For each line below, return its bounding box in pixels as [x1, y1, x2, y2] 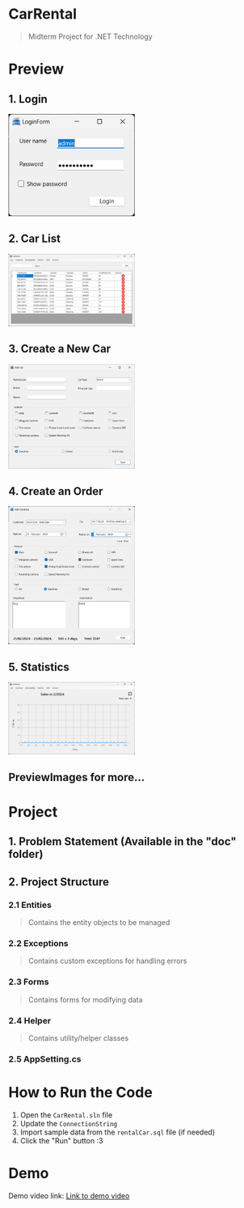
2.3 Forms [8, 976, 49, 987]
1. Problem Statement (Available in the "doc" [8, 834, 237, 849]
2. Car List [8, 232, 61, 246]
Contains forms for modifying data [27, 995, 143, 1004]
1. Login [8, 92, 48, 106]
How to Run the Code [8, 1083, 154, 1101]
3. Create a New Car [8, 342, 111, 356]
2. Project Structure [8, 875, 110, 889]
